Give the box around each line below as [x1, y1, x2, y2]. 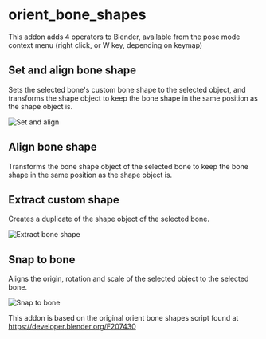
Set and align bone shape [8, 64, 137, 77]
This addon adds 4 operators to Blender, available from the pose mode [8, 32, 241, 41]
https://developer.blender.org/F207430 [8, 321, 137, 332]
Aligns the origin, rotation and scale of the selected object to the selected [8, 274, 249, 284]
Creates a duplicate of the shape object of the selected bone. [8, 214, 209, 224]
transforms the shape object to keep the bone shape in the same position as [8, 93, 259, 103]
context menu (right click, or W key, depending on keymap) [8, 40, 203, 49]
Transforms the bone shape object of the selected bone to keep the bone [8, 161, 249, 171]
